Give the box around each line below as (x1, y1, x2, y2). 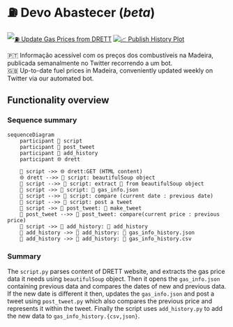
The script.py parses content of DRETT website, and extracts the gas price (7, 267, 225, 275)
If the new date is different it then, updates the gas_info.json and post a (7, 289, 215, 298)
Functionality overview (7, 94, 110, 106)
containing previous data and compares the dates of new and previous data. (7, 282, 227, 290)
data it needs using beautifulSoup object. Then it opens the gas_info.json (7, 275, 220, 283)
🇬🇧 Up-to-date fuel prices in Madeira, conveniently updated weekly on (7, 66, 213, 75)
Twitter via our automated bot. (7, 74, 94, 82)
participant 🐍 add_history (20, 150, 98, 157)
